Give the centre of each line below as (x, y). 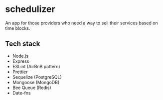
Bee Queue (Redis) (32, 88)
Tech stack (23, 44)
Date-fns (21, 93)
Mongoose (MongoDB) (36, 82)
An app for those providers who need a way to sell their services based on (81, 23)
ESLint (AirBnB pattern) (36, 66)
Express (21, 61)
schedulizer (30, 9)
